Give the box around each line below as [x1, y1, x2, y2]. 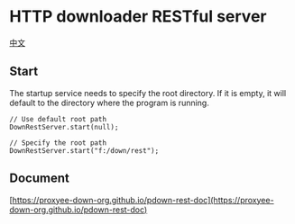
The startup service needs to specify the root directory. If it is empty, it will [9, 87, 287, 98]
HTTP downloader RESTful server [9, 6, 267, 27]
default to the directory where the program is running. [9, 97, 209, 108]
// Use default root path [9, 114, 106, 123]
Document [9, 171, 69, 186]
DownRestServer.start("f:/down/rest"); [9, 146, 160, 155]
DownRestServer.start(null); [9, 122, 119, 131]
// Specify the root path [9, 138, 106, 148]
